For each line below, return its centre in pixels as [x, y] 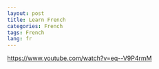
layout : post [26, 13]
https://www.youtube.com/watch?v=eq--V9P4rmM [79, 58]
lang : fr [20, 39]
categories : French [35, 26]
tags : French [26, 32]
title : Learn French [37, 20]
